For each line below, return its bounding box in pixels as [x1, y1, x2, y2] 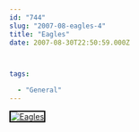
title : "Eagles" [9, 29, 70, 38]
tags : [9, 70, 30, 78]
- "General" [17, 86, 63, 95]
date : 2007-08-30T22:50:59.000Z [9, 37, 130, 47]
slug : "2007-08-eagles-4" [9, 21, 106, 30]
